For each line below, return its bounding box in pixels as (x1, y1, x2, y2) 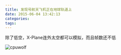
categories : (5, 16, 30, 21)
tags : (5, 20, 16, 26)
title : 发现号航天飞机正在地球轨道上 (5, 7, 72, 12)
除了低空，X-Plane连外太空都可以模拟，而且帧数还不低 (5, 35, 117, 40)
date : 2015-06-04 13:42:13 (5, 12, 60, 17)
